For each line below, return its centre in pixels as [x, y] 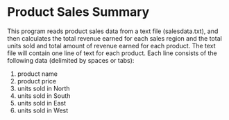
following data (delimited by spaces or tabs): [71, 60]
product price [37, 81]
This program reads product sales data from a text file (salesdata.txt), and [113, 31]
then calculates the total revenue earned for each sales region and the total [114, 38]
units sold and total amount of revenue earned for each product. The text [112, 46]
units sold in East [42, 103]
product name [37, 74]
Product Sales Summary [78, 12]
